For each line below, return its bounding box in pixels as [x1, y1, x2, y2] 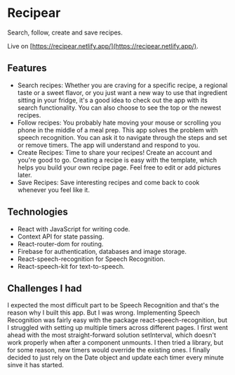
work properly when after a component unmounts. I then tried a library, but [7, 338, 224, 347]
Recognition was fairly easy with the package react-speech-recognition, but [7, 316, 228, 324]
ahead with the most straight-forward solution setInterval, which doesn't [7, 331, 216, 339]
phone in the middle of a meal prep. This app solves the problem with [17, 125, 218, 134]
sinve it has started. [7, 361, 65, 369]
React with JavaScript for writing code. [17, 224, 130, 233]
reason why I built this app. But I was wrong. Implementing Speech [7, 308, 200, 317]
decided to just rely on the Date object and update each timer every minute [7, 353, 224, 362]
